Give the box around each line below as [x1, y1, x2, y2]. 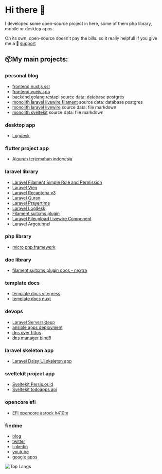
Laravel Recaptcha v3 [12, 190, 56, 195]
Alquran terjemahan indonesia [12, 156, 72, 162]
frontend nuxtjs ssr [12, 83, 51, 89]
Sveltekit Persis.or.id [12, 381, 54, 388]
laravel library [5, 168, 39, 175]
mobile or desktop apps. [5, 25, 54, 31]
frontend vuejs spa [12, 88, 50, 94]
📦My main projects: [5, 55, 68, 64]
